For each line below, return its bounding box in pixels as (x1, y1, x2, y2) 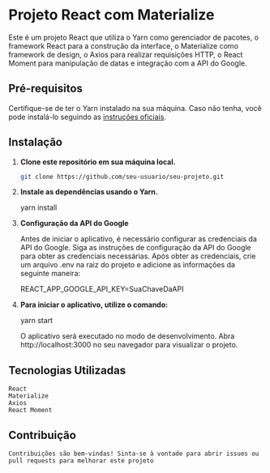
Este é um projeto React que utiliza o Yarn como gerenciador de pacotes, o (8, 32, 259, 42)
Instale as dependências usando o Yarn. (19, 187, 158, 197)
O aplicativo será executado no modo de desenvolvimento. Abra (19, 331, 235, 341)
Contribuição (8, 428, 77, 442)
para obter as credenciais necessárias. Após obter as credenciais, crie (19, 251, 256, 261)
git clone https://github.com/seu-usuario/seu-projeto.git (19, 173, 225, 181)
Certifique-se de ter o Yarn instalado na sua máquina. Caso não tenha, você (8, 103, 262, 113)
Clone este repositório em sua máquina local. (19, 156, 176, 167)
